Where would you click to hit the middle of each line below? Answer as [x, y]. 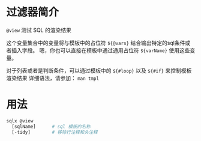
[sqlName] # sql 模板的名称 [51, 127]
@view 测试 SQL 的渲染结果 [39, 30]
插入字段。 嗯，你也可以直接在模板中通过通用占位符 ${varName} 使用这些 [100, 50]
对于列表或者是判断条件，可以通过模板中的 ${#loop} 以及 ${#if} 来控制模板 [99, 70]
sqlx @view [20, 121]
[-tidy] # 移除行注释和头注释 [55, 132]
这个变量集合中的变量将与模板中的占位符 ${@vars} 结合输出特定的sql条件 [96, 43]
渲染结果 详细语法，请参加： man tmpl [53, 78]
